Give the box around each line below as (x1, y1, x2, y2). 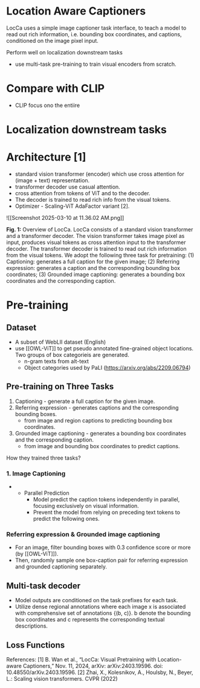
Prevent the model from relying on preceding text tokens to (33, 509, 180, 516)
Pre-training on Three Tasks (6, 382, 114, 392)
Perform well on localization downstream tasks (6, 48, 123, 56)
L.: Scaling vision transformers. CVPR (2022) (6, 675, 118, 683)
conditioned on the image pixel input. (6, 37, 98, 44)
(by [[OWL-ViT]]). (15, 550, 59, 558)
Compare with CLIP (6, 82, 105, 95)
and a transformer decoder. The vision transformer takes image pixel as (6, 233, 185, 239)
